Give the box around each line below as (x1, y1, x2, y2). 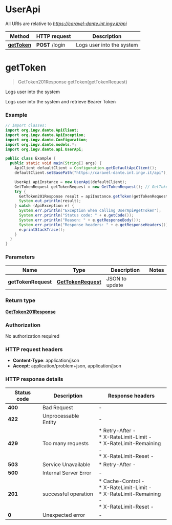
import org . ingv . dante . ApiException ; (5, 132, 86, 138)
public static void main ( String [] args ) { (10, 161, 102, 166)
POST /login (36, 41, 66, 48)
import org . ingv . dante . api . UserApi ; (5, 147, 83, 152)
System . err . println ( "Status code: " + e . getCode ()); (18, 213, 134, 218)
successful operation (42, 490, 93, 497)
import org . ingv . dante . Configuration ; (5, 137, 88, 142)
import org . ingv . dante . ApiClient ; (5, 128, 79, 133)
